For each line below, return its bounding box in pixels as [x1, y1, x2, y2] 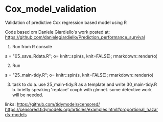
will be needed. [12, 92, 43, 98]
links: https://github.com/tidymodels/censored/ [5, 101, 100, 107]
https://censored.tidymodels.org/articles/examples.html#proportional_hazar [5, 106, 158, 112]
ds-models [5, 111, 27, 118]
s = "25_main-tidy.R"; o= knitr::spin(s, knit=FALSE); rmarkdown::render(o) [5, 72, 154, 78]
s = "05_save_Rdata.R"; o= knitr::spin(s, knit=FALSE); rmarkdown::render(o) [5, 53, 158, 59]
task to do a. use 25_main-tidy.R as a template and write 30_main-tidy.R [12, 81, 157, 87]
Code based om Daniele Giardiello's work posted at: [5, 29, 110, 35]
